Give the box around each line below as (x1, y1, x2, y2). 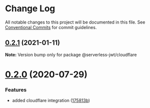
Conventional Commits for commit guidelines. (5, 24, 97, 30)
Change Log (5, 3, 55, 14)
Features (5, 86, 27, 93)
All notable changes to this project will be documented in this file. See (5, 19, 146, 25)
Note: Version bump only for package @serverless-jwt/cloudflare (5, 52, 137, 57)
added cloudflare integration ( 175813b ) (12, 98, 90, 104)
